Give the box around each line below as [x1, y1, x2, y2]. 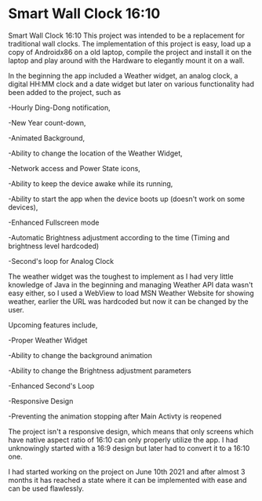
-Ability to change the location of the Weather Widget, [8, 148, 183, 158]
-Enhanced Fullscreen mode [8, 218, 100, 227]
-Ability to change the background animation [8, 350, 153, 360]
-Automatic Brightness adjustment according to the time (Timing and [8, 232, 230, 242]
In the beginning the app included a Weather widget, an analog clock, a [8, 71, 238, 80]
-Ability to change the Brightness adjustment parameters [8, 366, 192, 375]
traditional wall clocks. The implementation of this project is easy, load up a [8, 38, 251, 48]
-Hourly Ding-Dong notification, [8, 103, 111, 112]
